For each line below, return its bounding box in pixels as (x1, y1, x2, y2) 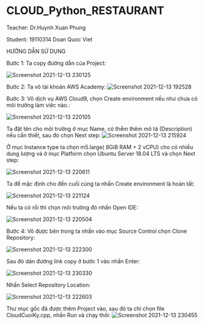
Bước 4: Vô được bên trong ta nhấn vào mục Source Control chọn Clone (6, 227, 188, 235)
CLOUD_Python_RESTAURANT (6, 4, 165, 18)
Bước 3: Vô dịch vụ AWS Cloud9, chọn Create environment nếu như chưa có (6, 95, 198, 102)
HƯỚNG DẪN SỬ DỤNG (6, 47, 66, 55)
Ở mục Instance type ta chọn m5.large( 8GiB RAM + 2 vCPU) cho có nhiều (6, 143, 194, 150)
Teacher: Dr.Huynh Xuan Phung (6, 24, 86, 31)
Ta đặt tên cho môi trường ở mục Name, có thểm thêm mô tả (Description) (6, 125, 192, 132)
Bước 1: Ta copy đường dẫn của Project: (6, 59, 106, 67)
